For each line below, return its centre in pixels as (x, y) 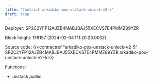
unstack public (27, 76)
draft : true (17, 14)
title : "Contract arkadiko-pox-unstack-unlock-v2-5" (59, 10)
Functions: (16, 67)
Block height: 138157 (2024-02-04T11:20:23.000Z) (56, 38)
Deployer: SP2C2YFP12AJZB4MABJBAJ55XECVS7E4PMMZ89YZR (72, 28)
